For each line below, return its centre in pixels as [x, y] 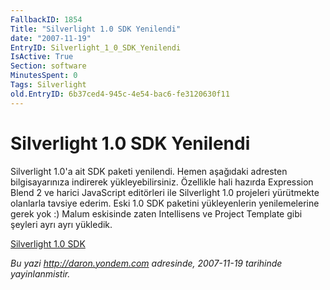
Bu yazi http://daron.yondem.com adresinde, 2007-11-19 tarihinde [146, 263]
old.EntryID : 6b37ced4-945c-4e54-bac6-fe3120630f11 [120, 94]
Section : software [48, 66]
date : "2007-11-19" [51, 38]
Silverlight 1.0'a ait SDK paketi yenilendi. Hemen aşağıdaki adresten [149, 171]
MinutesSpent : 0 [44, 76]
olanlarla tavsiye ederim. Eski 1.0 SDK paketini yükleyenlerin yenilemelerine [165, 203]
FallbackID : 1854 [46, 19]
